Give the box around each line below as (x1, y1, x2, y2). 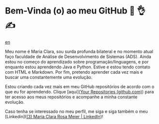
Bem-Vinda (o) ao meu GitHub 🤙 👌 (5, 5, 146, 16)
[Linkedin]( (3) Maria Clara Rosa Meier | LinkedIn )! (5, 113, 103, 119)
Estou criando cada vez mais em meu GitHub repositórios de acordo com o (5, 83, 155, 89)
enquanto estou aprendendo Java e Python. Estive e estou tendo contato (5, 64, 151, 70)
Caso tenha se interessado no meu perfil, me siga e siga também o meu (5, 108, 148, 114)
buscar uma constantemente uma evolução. (5, 74, 93, 80)
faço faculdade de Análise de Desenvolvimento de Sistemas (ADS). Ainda (5, 53, 151, 60)
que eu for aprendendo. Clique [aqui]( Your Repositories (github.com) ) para (5, 89, 154, 94)
